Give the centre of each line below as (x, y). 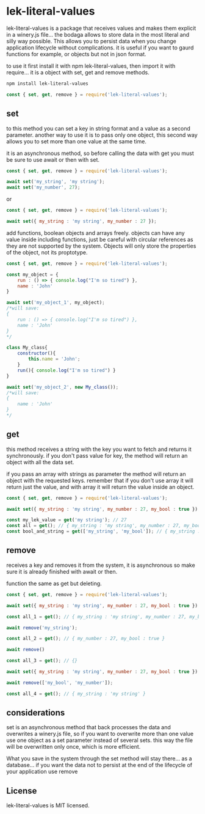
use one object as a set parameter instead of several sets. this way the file (100, 740)
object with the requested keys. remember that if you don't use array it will (100, 480)
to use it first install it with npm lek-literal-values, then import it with (91, 66)
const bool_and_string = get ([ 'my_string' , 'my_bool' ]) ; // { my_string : (103, 531)
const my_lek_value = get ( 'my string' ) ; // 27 (67, 520)
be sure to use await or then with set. (53, 159)
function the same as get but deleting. (54, 583)
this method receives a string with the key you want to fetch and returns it (99, 449)
